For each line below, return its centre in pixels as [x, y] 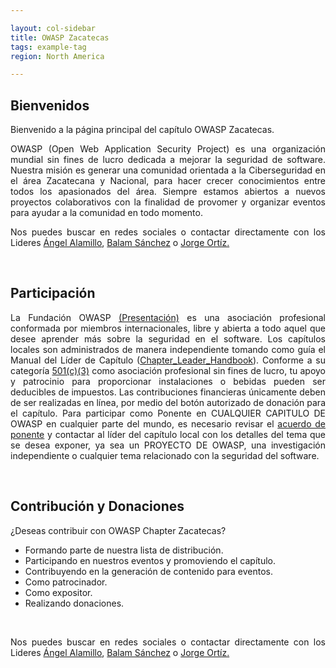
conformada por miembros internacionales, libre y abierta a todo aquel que [168, 328]
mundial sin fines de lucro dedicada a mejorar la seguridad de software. [168, 160]
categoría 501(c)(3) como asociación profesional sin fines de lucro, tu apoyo [168, 370]
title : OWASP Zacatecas [60, 37]
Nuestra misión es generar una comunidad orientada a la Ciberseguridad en [168, 170]
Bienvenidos [50, 105]
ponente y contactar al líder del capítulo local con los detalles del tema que [168, 434]
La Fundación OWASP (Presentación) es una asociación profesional [168, 317]
